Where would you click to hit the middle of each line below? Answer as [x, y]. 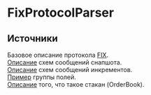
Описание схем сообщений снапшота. [65, 62]
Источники [33, 38]
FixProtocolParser [60, 13]
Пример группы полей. [42, 77]
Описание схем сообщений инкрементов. [70, 70]
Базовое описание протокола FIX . [58, 55]
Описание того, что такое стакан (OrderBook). [76, 84]
